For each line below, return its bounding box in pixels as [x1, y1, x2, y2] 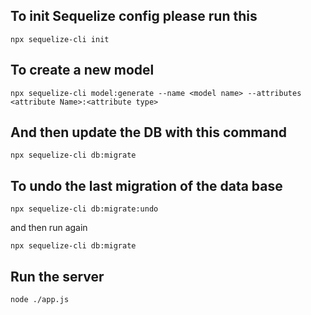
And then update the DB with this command [10, 124, 288, 141]
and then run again [10, 222, 88, 234]
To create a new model [10, 62, 155, 79]
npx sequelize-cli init [10, 34, 110, 44]
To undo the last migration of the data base [10, 177, 283, 194]
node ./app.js [10, 295, 70, 305]
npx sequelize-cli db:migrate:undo [10, 204, 159, 214]
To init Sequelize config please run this [10, 8, 258, 25]
